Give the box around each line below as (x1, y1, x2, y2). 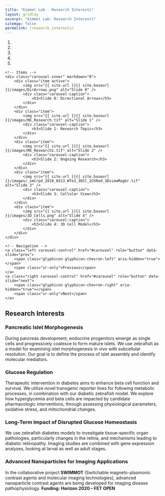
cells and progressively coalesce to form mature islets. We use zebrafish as (5, 340, 159, 346)
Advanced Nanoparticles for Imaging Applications (5, 458, 128, 465)
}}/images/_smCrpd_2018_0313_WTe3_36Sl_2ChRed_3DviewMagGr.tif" (5, 179, 140, 184)
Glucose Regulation (5, 369, 53, 375)
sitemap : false (5, 21, 37, 26)
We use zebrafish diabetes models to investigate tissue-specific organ (5, 430, 149, 436)
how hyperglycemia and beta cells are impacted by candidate (5, 396, 130, 402)
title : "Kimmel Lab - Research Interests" (5, 7, 94, 12)
